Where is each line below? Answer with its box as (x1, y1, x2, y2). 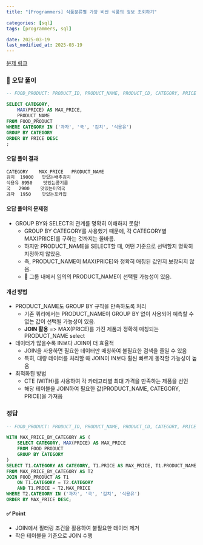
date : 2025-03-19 (6, 36, 50, 43)
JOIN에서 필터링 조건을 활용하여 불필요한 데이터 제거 (15, 524, 139, 532)
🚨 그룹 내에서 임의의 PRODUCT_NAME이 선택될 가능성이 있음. (24, 273, 171, 280)
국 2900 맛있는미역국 (6, 186, 65, 192)
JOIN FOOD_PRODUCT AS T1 (6, 474, 69, 480)
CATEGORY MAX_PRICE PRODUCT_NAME (6, 168, 104, 175)
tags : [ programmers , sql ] (6, 26, 72, 32)
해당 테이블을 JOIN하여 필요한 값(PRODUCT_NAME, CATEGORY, (24, 385, 181, 392)
